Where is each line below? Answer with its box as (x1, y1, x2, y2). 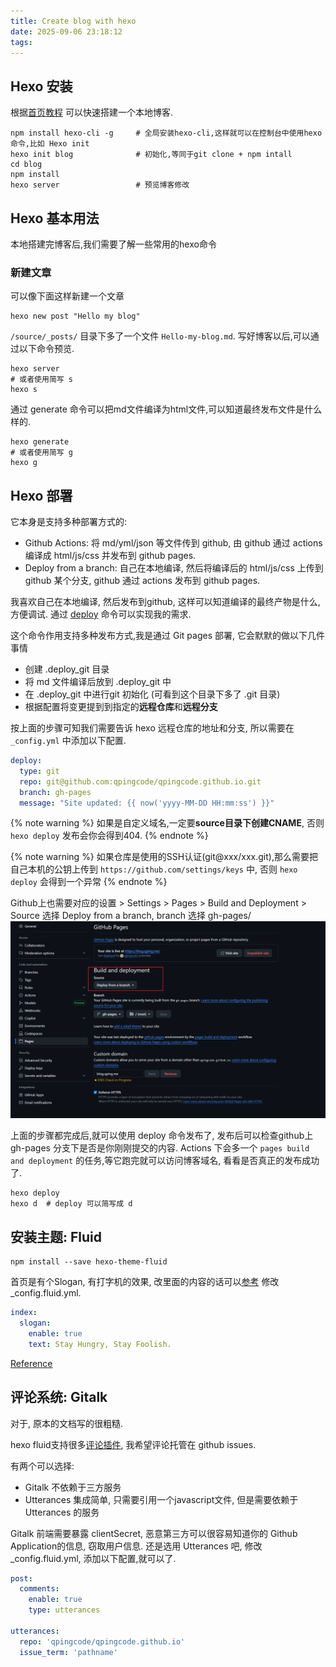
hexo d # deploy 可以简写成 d (10, 1199, 133, 1209)
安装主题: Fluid (10, 1228, 103, 1245)
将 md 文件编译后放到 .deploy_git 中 (24, 676, 172, 688)
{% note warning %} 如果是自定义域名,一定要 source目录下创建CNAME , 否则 (10, 817, 325, 829)
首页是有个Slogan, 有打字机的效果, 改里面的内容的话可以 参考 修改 (10, 1276, 280, 1288)
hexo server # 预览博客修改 (10, 180, 190, 190)
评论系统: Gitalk (10, 1389, 108, 1406)
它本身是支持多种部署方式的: (10, 516, 128, 528)
